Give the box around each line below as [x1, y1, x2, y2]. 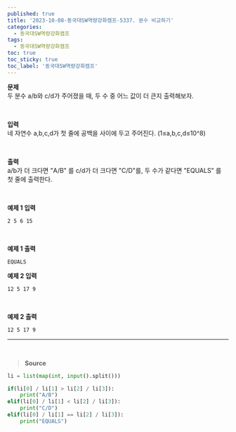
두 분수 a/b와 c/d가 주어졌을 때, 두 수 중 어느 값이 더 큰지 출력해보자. [7, 91, 195, 100]
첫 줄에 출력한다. [7, 175, 53, 183]
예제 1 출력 [7, 244, 37, 253]
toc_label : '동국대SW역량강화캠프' [7, 63, 98, 70]
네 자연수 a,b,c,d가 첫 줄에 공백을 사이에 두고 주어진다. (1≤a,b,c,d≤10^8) [7, 129, 206, 137]
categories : [7, 23, 42, 30]
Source [24, 359, 47, 367]
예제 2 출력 [7, 312, 37, 320]
